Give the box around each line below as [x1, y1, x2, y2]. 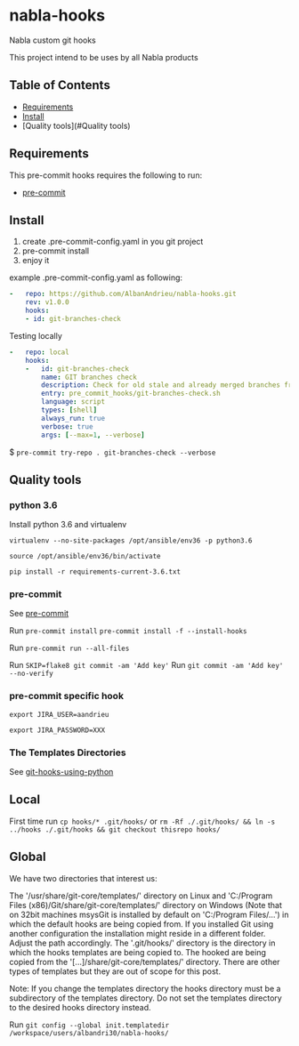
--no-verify [9, 669, 53, 679]
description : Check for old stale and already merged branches [41, 381, 280, 390]
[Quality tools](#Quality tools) [21, 120, 131, 131]
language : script [41, 398, 105, 406]
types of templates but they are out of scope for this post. [9, 966, 221, 977]
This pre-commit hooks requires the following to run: [9, 170, 203, 181]
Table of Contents [9, 77, 111, 93]
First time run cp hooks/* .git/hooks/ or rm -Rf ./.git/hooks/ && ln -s [9, 816, 276, 826]
